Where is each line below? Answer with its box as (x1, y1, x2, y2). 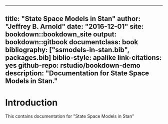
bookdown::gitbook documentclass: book (5, 38, 138, 46)
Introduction (5, 97, 58, 108)
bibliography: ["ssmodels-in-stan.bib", (5, 46, 129, 54)
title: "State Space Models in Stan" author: (5, 14, 141, 23)
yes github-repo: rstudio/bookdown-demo (5, 61, 141, 70)
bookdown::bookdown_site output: (5, 30, 117, 39)
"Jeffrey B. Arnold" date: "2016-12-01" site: (5, 22, 144, 31)
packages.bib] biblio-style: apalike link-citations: (5, 53, 162, 62)
